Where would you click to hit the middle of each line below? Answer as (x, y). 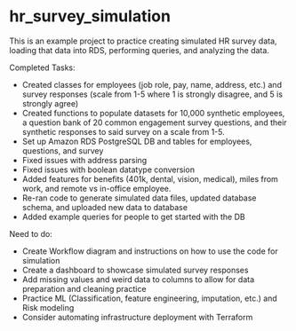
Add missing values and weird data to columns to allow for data (138, 279)
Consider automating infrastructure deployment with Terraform (137, 317)
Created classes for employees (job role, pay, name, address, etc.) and (152, 84)
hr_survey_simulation (90, 16)
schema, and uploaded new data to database (105, 207)
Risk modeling (48, 307)
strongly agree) (50, 103)
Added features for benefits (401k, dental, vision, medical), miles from (150, 178)
